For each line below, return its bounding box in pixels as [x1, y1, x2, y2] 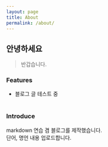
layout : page [6, 8, 39, 15]
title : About [6, 14, 39, 20]
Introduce [6, 112, 35, 121]
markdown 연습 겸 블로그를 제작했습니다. [6, 127, 103, 134]
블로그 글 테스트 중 [14, 91, 58, 98]
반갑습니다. [20, 61, 47, 68]
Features [6, 76, 33, 85]
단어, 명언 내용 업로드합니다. [6, 134, 72, 141]
